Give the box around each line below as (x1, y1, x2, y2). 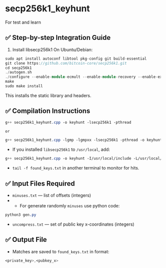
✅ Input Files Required (5, 179, 75, 188)
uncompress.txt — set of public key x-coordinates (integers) (12, 221, 135, 227)
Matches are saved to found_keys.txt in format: (12, 248, 110, 254)
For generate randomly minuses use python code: (19, 203, 120, 208)
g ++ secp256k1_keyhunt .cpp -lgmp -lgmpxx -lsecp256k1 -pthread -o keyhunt (5, 137, 163, 143)
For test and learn (5, 19, 41, 25)
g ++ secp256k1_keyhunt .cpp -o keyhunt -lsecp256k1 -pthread (5, 120, 132, 125)
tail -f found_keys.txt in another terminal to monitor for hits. (12, 165, 139, 171)
